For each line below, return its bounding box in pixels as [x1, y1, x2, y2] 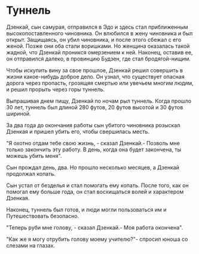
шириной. [6, 110, 31, 117]
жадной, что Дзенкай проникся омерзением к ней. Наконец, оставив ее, [6, 48, 193, 56]
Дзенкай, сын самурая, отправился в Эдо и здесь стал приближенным [6, 23, 188, 30]
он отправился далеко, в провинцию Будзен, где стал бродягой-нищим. [6, 55, 191, 62]
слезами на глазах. [6, 241, 56, 249]
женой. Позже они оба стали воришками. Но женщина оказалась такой [6, 42, 190, 50]
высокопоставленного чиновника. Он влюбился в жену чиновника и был [6, 29, 193, 36]
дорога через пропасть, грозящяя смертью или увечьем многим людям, [6, 79, 194, 87]
